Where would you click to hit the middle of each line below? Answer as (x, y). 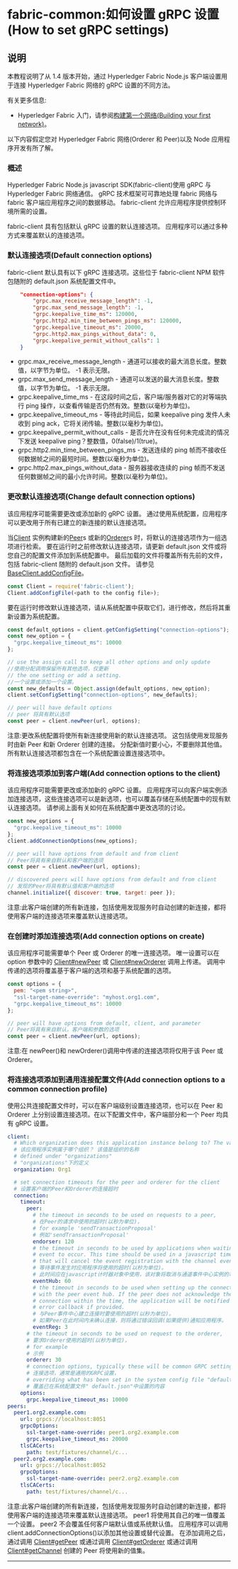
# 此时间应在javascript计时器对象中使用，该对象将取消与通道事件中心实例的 (131, 1275)
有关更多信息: (27, 100)
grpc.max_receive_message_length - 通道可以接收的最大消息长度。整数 (122, 361)
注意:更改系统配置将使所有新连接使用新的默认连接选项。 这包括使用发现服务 (118, 735)
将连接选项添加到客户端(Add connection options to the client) (114, 773)
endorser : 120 (53, 1241)
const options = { (34, 984)
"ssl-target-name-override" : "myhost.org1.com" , (87, 997)
